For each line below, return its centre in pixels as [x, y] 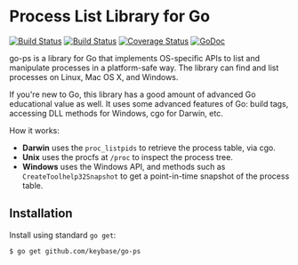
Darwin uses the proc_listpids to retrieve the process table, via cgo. [149, 148]
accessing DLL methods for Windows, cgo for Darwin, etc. [117, 113]
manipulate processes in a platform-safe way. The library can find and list [144, 68]
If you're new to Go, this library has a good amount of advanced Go [133, 94]
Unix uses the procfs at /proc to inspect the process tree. [127, 157]
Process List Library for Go [110, 16]
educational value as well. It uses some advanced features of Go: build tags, [149, 103]
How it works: [35, 130]
